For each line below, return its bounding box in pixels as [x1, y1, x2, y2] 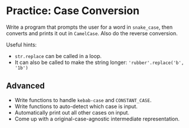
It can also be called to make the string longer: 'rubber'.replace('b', [14, 59, 184, 66]
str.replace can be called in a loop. [14, 52, 102, 59]
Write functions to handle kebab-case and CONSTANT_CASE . [14, 96, 152, 103]
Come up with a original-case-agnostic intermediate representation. [14, 115, 180, 122]
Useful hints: [6, 41, 37, 48]
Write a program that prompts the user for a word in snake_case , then [6, 23, 173, 31]
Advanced [6, 81, 45, 91]
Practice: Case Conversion [6, 4, 140, 18]
